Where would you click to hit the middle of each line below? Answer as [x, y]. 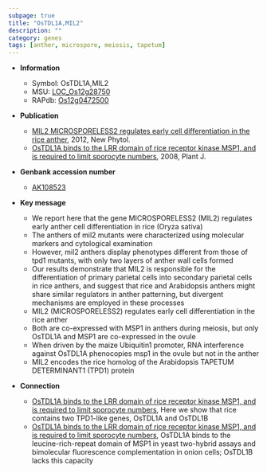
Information [40, 68]
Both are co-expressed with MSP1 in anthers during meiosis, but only [145, 328]
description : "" [35, 30]
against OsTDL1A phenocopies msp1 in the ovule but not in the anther [145, 354]
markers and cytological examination [92, 244]
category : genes [35, 38]
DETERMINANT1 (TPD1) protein [83, 370]
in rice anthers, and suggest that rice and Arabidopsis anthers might [143, 286]
